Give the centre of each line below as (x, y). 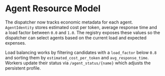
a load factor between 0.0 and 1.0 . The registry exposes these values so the (83, 32)
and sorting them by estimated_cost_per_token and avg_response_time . (77, 57)
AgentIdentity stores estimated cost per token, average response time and (81, 27)
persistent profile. (23, 68)
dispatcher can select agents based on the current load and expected (76, 38)
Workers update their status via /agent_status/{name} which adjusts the (78, 63)
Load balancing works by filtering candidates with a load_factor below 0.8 (81, 52)
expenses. (16, 43)
